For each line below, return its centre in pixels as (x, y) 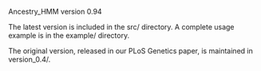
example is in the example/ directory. (69, 35)
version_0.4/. (30, 59)
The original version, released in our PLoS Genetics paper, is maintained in (130, 51)
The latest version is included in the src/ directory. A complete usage (121, 27)
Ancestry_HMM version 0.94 (55, 12)
